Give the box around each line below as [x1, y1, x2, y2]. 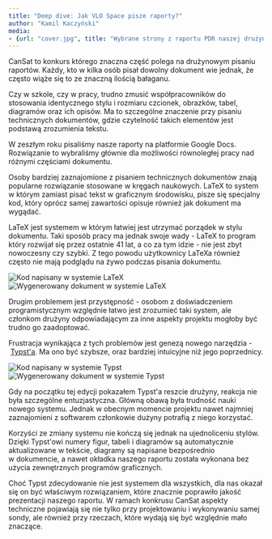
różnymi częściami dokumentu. [8, 157, 113, 167]
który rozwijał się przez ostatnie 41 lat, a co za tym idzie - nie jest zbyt [8, 240, 242, 249]
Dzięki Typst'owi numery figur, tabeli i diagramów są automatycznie [8, 437, 234, 447]
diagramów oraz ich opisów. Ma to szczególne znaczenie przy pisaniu [8, 107, 242, 117]
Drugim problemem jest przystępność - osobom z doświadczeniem [8, 297, 233, 307]
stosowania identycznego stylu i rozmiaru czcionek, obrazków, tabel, [8, 98, 238, 108]
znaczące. [8, 521, 43, 531]
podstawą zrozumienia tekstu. [8, 124, 109, 134]
